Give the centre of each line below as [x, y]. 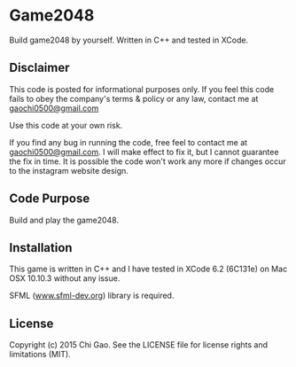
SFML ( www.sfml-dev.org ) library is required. [92, 296]
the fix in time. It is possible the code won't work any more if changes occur [148, 161]
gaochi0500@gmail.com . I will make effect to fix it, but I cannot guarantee [144, 152]
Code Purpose [50, 199]
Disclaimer [39, 68]
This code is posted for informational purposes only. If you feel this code [142, 89]
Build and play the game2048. [64, 220]
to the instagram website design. [69, 170]
